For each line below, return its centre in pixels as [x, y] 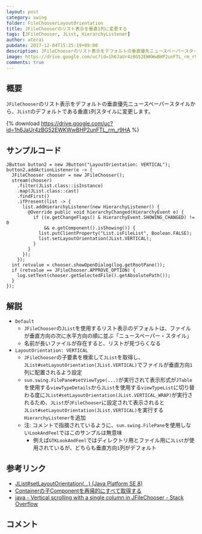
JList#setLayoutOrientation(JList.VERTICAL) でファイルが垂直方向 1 [108, 364]
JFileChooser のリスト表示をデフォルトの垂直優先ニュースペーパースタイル [98, 104]
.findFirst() [33, 197]
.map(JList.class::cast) [48, 191]
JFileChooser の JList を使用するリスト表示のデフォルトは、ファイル [107, 328]
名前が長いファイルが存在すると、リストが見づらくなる [92, 343]
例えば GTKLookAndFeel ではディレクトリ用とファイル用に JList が [111, 440]
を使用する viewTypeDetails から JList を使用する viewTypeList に [101, 387]
